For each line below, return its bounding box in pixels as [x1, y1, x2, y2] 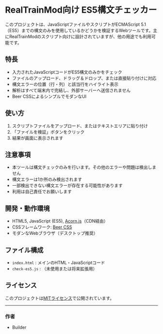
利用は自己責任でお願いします [12, 189, 72, 194]
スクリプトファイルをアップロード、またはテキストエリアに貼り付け [12, 123, 148, 129]
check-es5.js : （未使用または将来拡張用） [12, 266, 98, 271]
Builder [12, 324, 27, 331]
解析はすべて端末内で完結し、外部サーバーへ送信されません [12, 87, 131, 93]
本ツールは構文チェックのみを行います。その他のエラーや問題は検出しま [12, 164, 157, 170]
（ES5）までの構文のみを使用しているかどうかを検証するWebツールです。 [5, 27, 153, 33]
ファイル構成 [5, 246, 44, 254]
